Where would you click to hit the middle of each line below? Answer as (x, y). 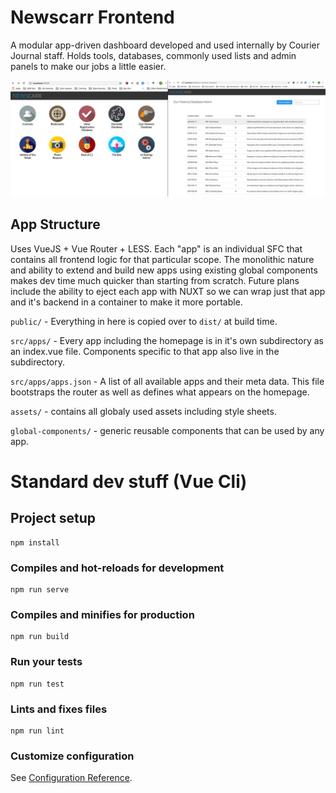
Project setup (53, 518)
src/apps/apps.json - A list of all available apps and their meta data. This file (167, 381)
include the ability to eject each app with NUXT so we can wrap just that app (168, 291)
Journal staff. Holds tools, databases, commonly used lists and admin (153, 55)
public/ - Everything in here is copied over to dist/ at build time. (144, 321)
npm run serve (40, 590)
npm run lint (37, 731)
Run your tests (46, 662)
